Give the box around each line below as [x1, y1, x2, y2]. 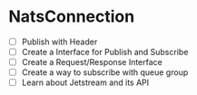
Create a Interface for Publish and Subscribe [21, 47, 189, 57]
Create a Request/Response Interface [21, 57, 163, 68]
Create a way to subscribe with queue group [21, 67, 189, 78]
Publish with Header [21, 36, 98, 47]
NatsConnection [8, 6, 135, 27]
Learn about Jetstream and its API [21, 77, 150, 88]
